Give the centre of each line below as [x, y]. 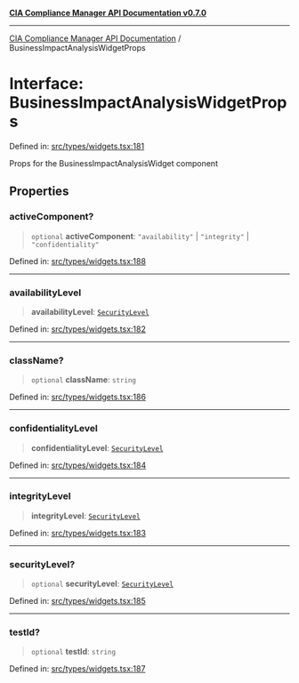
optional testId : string [73, 652]
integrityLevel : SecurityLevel [85, 516]
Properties [39, 192]
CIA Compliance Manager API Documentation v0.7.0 [108, 13]
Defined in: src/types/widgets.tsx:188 [78, 261]
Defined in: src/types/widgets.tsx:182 [78, 329]
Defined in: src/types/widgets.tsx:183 [78, 533]
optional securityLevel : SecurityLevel [102, 584]
